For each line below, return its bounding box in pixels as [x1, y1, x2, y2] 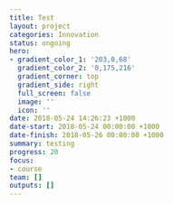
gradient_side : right [17, 80, 100, 89]
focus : [9, 155, 34, 165]
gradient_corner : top [17, 72, 100, 81]
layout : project [9, 22, 71, 31]
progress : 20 [9, 147, 59, 156]
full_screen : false [17, 88, 91, 97]
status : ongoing [9, 38, 71, 48]
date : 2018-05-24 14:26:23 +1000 [9, 114, 136, 123]
